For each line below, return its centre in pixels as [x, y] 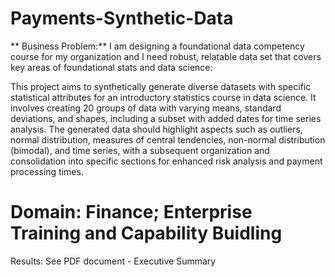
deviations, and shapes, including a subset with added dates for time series [166, 118]
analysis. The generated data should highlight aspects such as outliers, [156, 129]
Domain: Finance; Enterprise [131, 212]
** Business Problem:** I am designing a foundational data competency [157, 46]
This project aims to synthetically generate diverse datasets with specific [161, 86]
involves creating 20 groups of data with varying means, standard [146, 108]
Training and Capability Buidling [146, 233]
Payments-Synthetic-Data [122, 18]
